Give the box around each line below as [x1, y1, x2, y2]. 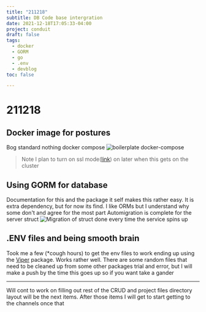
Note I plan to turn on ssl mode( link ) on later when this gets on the [21, 155, 189, 163]
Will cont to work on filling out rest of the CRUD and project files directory [6, 286, 193, 294]
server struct [6, 215, 39, 223]
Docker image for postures [6, 127, 111, 138]
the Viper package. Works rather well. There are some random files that [6, 256, 188, 263]
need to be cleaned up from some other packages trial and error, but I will [6, 262, 193, 270]
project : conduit [6, 26, 51, 32]
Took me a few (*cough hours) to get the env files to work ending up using [6, 249, 195, 257]
